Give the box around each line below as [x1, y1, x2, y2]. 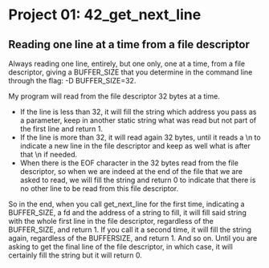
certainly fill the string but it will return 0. [8, 250, 143, 260]
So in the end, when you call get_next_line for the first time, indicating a [8, 199, 245, 209]
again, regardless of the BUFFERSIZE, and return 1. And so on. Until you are [8, 233, 258, 242]
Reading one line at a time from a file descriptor [8, 38, 251, 51]
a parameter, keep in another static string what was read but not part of [19, 116, 257, 125]
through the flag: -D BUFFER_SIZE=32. [8, 76, 137, 85]
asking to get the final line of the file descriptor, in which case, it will [8, 242, 233, 251]
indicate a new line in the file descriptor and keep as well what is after [19, 141, 251, 150]
